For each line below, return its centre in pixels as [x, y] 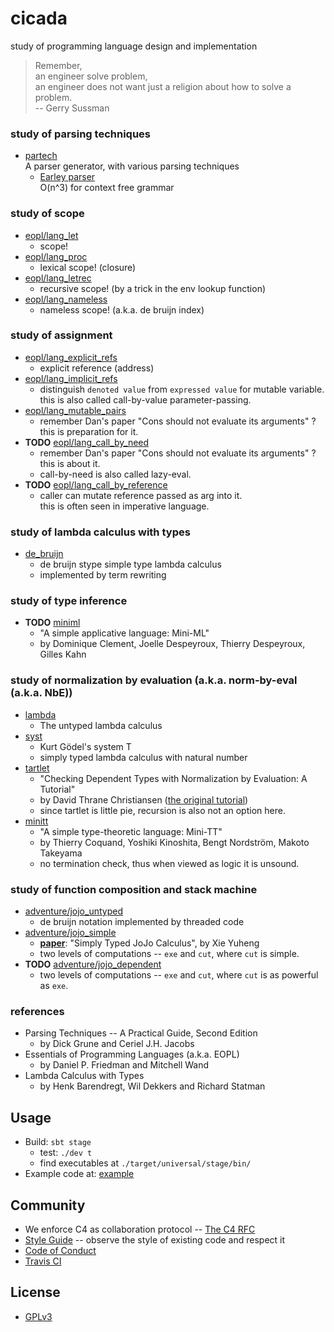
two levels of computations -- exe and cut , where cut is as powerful [179, 975]
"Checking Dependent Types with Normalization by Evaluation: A [173, 778]
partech [41, 156]
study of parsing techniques [80, 134]
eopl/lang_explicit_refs [71, 357]
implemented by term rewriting [103, 575]
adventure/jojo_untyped [73, 911]
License [35, 1292]
